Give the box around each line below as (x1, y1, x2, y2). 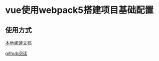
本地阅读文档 (5, 40, 32, 46)
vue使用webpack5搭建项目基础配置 (5, 4, 154, 16)
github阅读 (5, 51, 28, 56)
